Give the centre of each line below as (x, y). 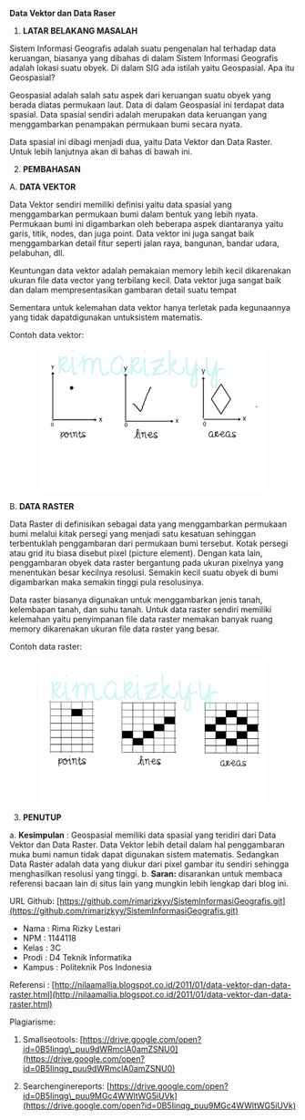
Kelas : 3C (42, 948)
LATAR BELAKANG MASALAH (80, 31)
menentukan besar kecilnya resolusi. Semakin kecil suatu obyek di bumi (144, 572)
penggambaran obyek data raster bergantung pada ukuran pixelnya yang (147, 562)
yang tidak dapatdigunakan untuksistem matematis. (106, 317)
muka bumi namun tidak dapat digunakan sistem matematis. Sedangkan (144, 855)
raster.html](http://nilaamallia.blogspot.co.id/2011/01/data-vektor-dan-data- (151, 995)
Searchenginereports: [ (66, 1086)
